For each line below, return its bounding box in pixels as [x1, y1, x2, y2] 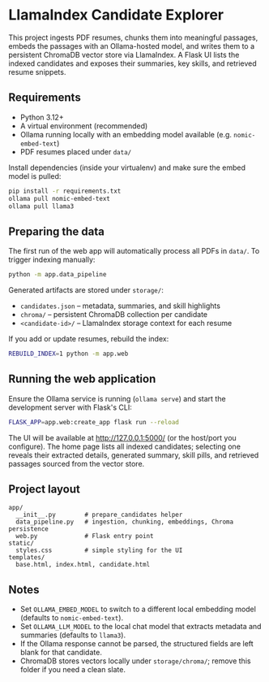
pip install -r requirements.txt [8, 187, 122, 195]
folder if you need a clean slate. [19, 665, 126, 675]
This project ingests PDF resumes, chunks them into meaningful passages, [8, 33, 258, 42]
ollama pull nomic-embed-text [8, 194, 111, 202]
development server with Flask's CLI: [8, 402, 132, 412]
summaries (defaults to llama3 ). [19, 630, 126, 640]
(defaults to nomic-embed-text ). [19, 613, 124, 623]
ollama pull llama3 [8, 202, 75, 211]
